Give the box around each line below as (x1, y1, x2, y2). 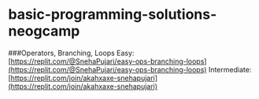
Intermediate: (208, 64, 252, 74)
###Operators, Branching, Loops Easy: (8, 48, 135, 57)
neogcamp (8, 22, 80, 40)
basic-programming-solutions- (8, 5, 217, 24)
